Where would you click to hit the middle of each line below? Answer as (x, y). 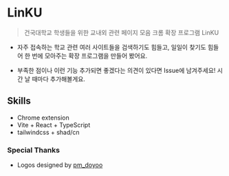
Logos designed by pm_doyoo (60, 165)
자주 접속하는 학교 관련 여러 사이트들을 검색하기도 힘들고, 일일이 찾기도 (111, 47)
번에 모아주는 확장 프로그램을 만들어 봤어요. (90, 56)
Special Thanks (34, 150)
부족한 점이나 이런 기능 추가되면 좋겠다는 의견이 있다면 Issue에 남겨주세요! (116, 70)
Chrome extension (43, 118)
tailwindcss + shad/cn (48, 132)
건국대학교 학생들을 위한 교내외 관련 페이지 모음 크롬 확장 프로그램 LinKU (121, 32)
